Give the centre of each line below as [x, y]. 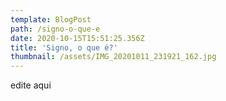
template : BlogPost [51, 19]
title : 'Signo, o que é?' [64, 47]
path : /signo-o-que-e [55, 29]
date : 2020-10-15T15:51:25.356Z [77, 38]
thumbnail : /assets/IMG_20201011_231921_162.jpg [113, 57]
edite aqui [31, 85]
